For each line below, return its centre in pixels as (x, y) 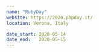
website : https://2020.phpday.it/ (50, 18)
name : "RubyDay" (27, 12)
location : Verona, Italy (37, 23)
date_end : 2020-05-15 (36, 40)
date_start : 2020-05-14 (36, 34)
